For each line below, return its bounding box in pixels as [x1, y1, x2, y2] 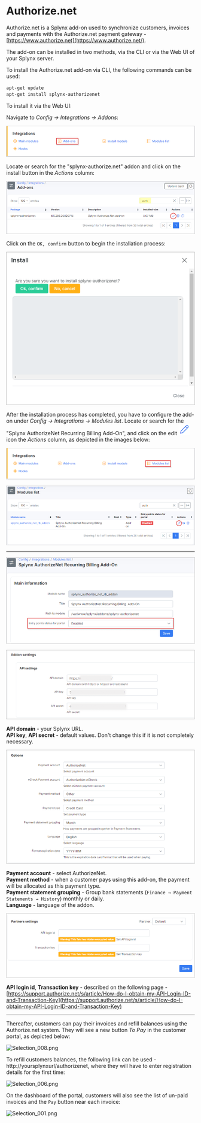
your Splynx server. [6, 54, 54, 62]
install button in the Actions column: [6, 169, 95, 177]
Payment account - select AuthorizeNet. [6, 870, 107, 877]
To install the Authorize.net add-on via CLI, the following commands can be [6, 66, 192, 73]
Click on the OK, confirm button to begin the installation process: [6, 240, 166, 247]
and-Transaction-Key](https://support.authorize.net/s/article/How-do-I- [6, 997, 184, 1004]
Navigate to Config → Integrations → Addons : [6, 114, 118, 121]
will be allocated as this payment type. [6, 882, 101, 890]
